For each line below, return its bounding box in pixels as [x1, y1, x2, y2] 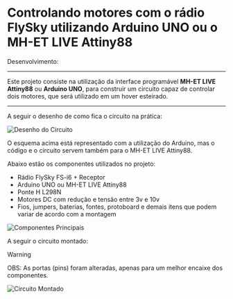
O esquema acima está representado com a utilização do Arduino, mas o [7, 139, 215, 147]
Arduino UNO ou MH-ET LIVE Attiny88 [17, 180, 127, 189]
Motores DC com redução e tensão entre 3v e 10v [17, 195, 160, 203]
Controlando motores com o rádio [7, 5, 205, 21]
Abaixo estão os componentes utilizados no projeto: [7, 160, 156, 168]
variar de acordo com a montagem [17, 210, 116, 218]
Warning [7, 250, 31, 258]
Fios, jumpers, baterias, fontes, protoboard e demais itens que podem [17, 203, 217, 211]
